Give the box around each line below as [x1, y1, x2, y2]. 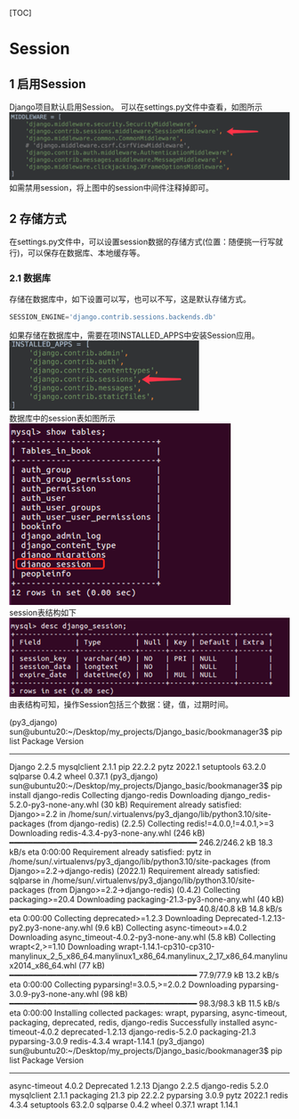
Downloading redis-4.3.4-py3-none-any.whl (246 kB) [9, 828, 206, 838]
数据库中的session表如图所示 [9, 413, 116, 424]
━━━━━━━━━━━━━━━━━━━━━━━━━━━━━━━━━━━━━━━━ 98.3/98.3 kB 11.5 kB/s [9, 998, 280, 1009]
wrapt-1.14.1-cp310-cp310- [117, 941, 215, 952]
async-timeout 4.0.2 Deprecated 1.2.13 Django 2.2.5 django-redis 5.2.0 [9, 1080, 269, 1090]
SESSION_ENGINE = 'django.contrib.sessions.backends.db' [9, 313, 217, 322]
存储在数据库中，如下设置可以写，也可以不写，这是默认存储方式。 [9, 294, 251, 305]
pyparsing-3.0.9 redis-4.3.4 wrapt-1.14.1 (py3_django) [9, 1035, 206, 1046]
